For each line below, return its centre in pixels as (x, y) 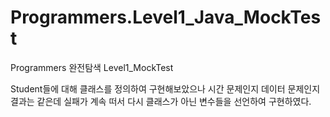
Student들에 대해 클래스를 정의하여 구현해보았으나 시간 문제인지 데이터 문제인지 (165, 88)
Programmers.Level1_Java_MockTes (166, 17)
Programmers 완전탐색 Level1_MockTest (92, 67)
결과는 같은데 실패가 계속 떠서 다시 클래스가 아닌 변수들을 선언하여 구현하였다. (161, 101)
